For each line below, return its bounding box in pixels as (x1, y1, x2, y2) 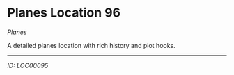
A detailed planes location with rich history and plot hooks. (7, 41, 175, 49)
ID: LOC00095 (7, 61, 49, 69)
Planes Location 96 (7, 5, 120, 21)
